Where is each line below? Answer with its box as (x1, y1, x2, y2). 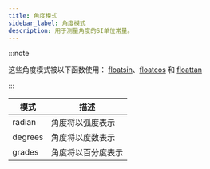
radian (12, 117, 37, 128)
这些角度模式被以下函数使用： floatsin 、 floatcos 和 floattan (8, 65, 202, 74)
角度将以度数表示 (50, 132, 116, 143)
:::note (8, 49, 30, 58)
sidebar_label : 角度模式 (8, 19, 86, 27)
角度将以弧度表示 (50, 117, 116, 128)
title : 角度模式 (8, 11, 57, 20)
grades (12, 147, 39, 158)
